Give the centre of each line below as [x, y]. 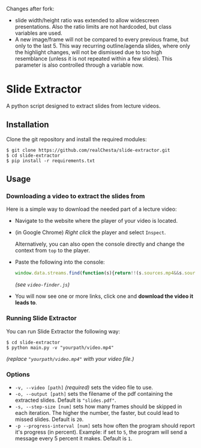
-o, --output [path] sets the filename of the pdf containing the [94, 393]
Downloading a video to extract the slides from [76, 196]
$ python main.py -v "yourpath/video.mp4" [60, 348]
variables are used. [39, 33]
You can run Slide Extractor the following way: [63, 331]
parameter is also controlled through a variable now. [79, 65]
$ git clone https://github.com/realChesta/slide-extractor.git [88, 150]
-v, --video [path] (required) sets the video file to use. [84, 387]
